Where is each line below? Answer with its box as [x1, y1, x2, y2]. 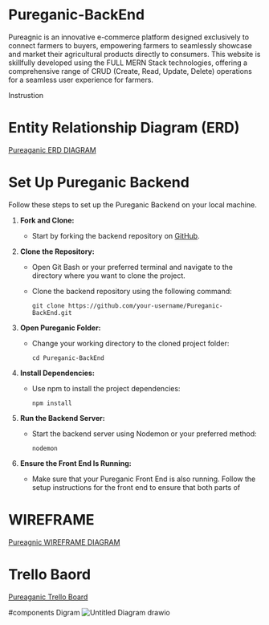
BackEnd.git [31, 308, 72, 317]
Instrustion [8, 90, 44, 100]
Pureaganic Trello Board [8, 592, 88, 602]
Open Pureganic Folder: [19, 323, 102, 333]
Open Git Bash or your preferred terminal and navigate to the [31, 262, 234, 272]
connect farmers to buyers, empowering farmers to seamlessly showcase [8, 40, 253, 50]
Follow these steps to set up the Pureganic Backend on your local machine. [8, 199, 257, 210]
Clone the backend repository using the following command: [31, 286, 233, 296]
